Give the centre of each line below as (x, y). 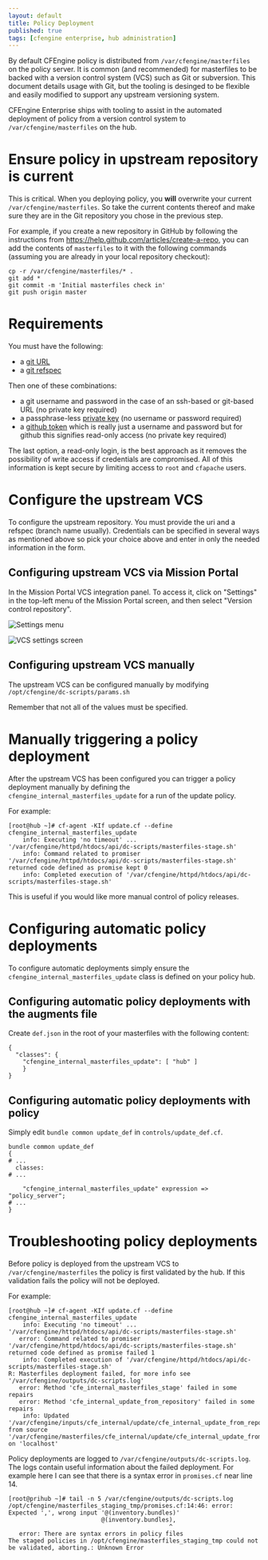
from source (28, 1430)
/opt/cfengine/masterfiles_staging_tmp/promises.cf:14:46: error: (121, 1506)
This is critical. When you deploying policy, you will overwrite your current (130, 199)
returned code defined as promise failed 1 (82, 1353)
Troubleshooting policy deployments (133, 1242)
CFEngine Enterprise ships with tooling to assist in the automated (115, 110)
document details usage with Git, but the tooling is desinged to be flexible (129, 86)
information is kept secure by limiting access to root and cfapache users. (128, 468)
